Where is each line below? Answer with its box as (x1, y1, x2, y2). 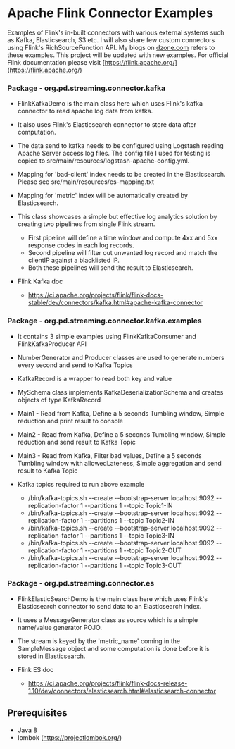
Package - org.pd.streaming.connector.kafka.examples (7, 316, 202, 326)
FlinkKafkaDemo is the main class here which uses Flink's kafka (17, 99, 203, 108)
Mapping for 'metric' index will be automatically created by (17, 192, 189, 200)
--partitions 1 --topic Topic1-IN (84, 501, 174, 509)
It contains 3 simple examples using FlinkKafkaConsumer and (17, 332, 196, 340)
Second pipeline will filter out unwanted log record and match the (27, 249, 218, 257)
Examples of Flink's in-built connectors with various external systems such (7, 28, 224, 37)
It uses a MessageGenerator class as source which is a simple (17, 615, 198, 624)
